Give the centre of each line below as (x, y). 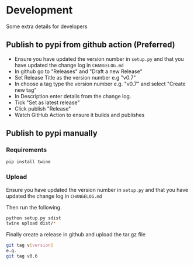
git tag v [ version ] (30, 245)
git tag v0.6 (22, 256)
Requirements (27, 150)
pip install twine (28, 162)
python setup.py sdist (34, 218)
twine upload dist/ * (31, 223)
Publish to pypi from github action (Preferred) (91, 45)
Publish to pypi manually (52, 133)
